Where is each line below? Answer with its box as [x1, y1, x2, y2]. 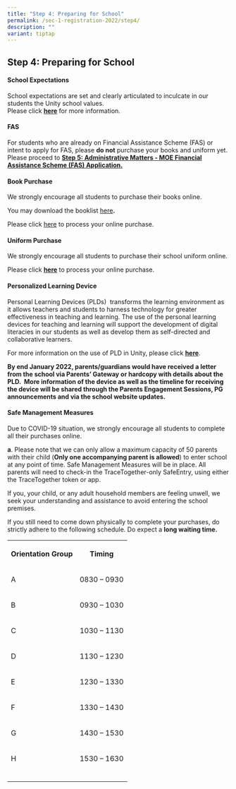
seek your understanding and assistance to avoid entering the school [7, 496, 208, 505]
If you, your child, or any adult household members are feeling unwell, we [7, 488, 221, 498]
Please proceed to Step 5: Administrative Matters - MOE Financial [7, 153, 202, 162]
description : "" [7, 23, 55, 30]
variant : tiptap [7, 30, 55, 37]
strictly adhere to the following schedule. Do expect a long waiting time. [7, 525, 218, 534]
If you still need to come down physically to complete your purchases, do [7, 517, 220, 526]
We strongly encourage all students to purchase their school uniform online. [7, 252, 228, 260]
